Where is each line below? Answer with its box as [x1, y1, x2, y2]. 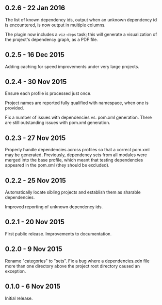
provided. [5, 105, 24, 111]
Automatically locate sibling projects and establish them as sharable [5, 189, 141, 195]
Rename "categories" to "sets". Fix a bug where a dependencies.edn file [5, 258, 150, 264]
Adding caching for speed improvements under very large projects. [5, 63, 140, 70]
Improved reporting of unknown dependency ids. [5, 204, 103, 210]
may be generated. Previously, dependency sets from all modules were [5, 152, 147, 158]
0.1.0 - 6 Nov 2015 [5, 282, 61, 291]
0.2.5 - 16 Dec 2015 [5, 51, 65, 59]
